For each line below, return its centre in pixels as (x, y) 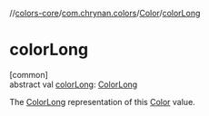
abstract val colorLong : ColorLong (74, 84)
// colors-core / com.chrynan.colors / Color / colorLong (105, 13)
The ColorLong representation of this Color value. (102, 101)
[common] (29, 74)
